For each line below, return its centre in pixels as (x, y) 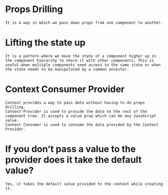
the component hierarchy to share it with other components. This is (80, 60)
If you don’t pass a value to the (70, 149)
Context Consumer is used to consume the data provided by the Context (82, 124)
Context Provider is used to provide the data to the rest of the (76, 111)
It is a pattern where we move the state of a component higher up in (81, 56)
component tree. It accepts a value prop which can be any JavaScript (81, 116)
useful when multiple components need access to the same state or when (83, 65)
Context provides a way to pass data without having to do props (75, 103)
